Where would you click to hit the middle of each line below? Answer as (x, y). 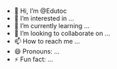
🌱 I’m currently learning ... (52, 26)
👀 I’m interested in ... (44, 18)
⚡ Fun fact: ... (33, 59)
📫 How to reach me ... (47, 41)
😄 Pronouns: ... (37, 51)
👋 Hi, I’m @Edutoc (40, 11)
